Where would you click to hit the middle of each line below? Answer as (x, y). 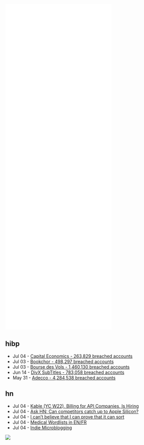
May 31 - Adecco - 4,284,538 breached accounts (64, 377)
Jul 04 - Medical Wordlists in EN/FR (50, 422)
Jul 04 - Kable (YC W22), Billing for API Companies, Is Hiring (76, 406)
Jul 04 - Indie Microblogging (42, 427)
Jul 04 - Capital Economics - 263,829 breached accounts (73, 356)
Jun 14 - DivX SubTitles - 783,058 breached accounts (68, 372)
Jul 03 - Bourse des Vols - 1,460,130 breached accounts (71, 367)
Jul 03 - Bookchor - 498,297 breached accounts (63, 361)
